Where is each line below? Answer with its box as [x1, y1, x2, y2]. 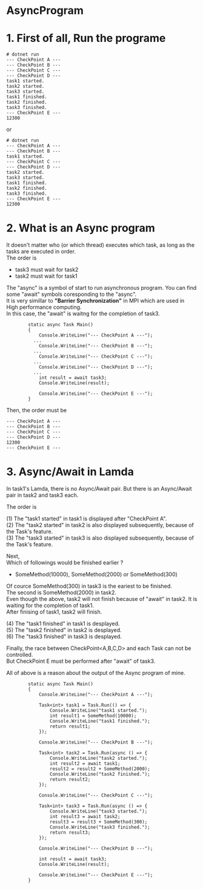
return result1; [49, 723, 91, 730]
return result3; [49, 830, 91, 836]
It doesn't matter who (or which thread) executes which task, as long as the [6, 241, 195, 249]
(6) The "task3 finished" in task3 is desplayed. [6, 633, 122, 640]
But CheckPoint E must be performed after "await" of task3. [6, 657, 156, 665]
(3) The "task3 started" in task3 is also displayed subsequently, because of [6, 534, 195, 542]
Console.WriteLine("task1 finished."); [49, 718, 150, 724]
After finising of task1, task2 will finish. [6, 608, 102, 616]
